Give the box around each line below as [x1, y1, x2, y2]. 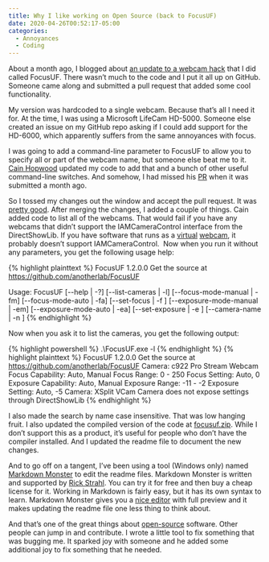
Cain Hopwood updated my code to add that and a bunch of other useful [8, 163, 249, 173]
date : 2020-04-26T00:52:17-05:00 [8, 19, 120, 27]
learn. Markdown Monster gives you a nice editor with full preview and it [8, 495, 247, 505]
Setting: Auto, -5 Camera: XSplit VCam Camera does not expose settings [8, 387, 249, 397]
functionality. [8, 89, 52, 99]
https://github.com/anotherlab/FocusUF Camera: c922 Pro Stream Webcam [8, 362, 259, 371]
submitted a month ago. [8, 180, 87, 190]
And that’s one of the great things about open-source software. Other [8, 519, 238, 529]
